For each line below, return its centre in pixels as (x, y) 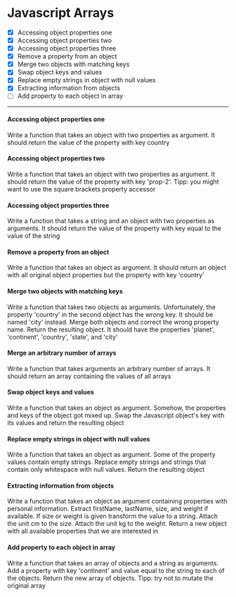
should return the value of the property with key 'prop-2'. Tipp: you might (113, 182)
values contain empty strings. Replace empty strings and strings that (107, 462)
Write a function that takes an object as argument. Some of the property (111, 455)
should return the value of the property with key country (88, 142)
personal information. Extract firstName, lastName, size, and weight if (108, 509)
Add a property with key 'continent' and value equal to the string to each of (116, 570)
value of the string (34, 236)
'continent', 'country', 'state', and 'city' (63, 337)
